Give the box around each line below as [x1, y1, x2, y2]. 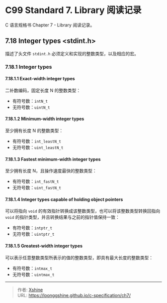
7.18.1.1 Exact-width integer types [5, 76, 76, 82]
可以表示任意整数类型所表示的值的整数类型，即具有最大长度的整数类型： [5, 255, 153, 261]
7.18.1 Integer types [5, 63, 52, 70]
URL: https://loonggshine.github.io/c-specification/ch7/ [17, 292, 131, 298]
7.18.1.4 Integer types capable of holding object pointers [5, 196, 123, 202]
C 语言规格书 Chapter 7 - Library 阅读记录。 [5, 22, 95, 28]
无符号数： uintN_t [12, 104, 50, 110]
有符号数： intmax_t [12, 265, 53, 271]
